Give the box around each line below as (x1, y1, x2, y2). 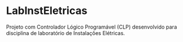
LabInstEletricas (6, 4, 88, 17)
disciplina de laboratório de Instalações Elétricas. (6, 29, 125, 36)
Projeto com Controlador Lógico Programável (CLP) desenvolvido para (6, 23, 178, 30)
